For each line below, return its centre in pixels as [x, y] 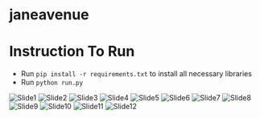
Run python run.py [52, 83]
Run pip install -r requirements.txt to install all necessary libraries [136, 74]
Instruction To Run [72, 52]
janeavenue [49, 15]
